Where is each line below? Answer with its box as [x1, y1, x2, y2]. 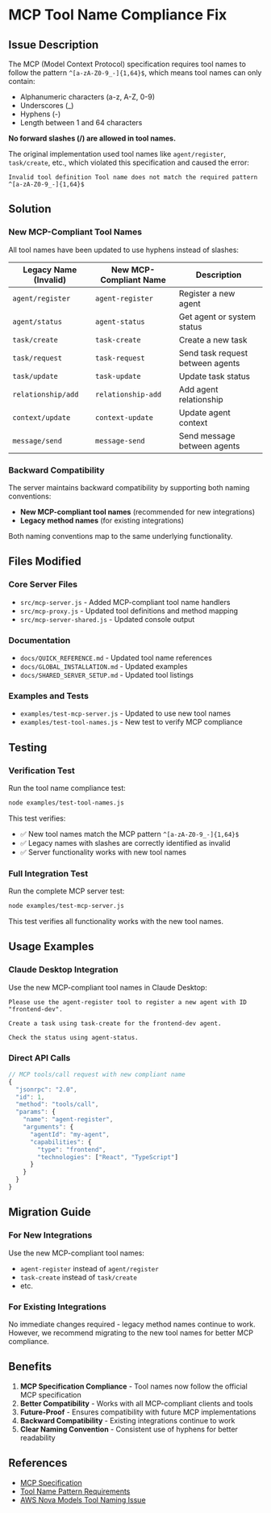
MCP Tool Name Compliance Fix [8, 6, 227, 24]
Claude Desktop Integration [8, 964, 119, 975]
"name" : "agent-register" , [23, 1116, 114, 1124]
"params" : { [15, 1108, 56, 1116]
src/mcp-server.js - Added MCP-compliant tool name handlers [19, 597, 231, 607]
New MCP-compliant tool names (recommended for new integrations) [19, 506, 256, 516]
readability [19, 1432, 56, 1443]
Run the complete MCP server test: [8, 886, 125, 896]
